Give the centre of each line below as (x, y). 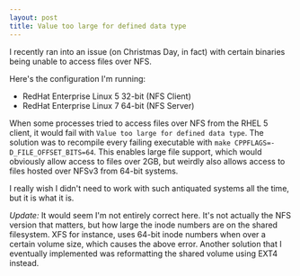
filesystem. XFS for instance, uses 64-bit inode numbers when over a (138, 234)
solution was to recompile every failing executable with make (120, 142)
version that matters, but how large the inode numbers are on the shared (144, 225)
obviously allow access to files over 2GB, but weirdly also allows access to (147, 161)
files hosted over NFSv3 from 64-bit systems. (94, 171)
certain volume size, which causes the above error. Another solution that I (146, 244)
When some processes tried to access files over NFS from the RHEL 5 (139, 123)
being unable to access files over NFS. (81, 61)
